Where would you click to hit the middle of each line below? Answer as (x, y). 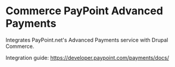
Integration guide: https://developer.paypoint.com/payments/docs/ (87, 58)
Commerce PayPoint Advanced (84, 11)
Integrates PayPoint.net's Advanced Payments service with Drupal (87, 40)
